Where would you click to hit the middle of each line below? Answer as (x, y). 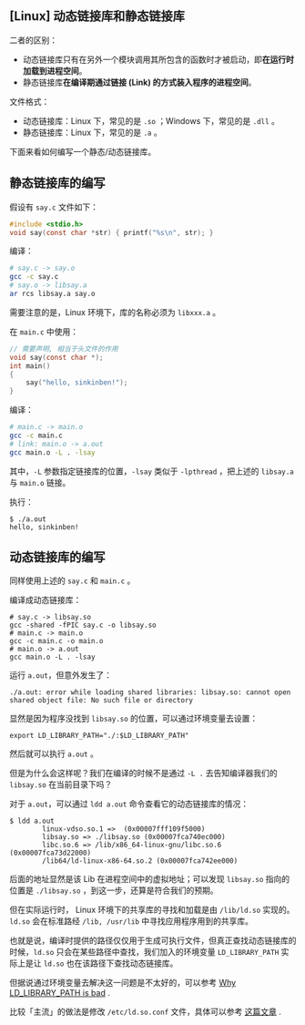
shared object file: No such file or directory (102, 701)
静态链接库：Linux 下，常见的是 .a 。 (92, 132)
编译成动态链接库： (46, 600)
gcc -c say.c (34, 277)
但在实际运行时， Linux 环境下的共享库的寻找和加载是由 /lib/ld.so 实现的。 (152, 910)
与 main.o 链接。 (40, 482)
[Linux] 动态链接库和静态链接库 (97, 16)
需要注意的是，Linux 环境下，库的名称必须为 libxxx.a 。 (115, 312)
